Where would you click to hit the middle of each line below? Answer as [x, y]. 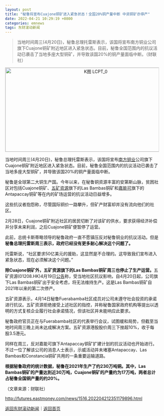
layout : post [18, 9]
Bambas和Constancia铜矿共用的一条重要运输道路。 [56, 356]
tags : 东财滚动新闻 [23, 28]
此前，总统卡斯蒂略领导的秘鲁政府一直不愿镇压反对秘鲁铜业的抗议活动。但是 [82, 237]
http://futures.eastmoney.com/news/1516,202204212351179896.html [74, 398]
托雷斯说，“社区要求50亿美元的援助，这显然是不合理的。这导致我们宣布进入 [81, 254]
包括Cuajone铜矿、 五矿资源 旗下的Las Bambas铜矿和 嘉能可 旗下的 [79, 188]
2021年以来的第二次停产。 [31, 289]
